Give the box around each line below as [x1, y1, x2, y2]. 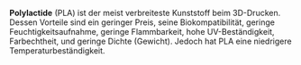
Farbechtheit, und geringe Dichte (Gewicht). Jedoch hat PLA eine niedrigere [9, 36, 292, 46]
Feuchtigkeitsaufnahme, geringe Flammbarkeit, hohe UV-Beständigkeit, [9, 27, 275, 37]
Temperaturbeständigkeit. [9, 45, 105, 56]
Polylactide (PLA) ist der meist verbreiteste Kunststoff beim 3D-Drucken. [9, 8, 281, 18]
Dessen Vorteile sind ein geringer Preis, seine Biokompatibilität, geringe [9, 17, 275, 28]
